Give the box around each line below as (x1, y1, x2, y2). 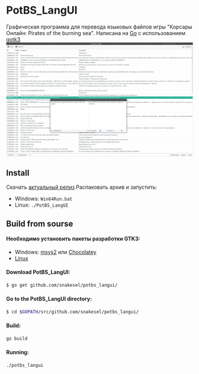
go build (6, 336, 28, 342)
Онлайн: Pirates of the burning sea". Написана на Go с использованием (6, 29, 185, 36)
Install (6, 167, 30, 178)
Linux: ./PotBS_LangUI (14, 201, 69, 208)
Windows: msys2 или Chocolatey (14, 248, 97, 255)
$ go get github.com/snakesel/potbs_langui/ (6, 283, 118, 289)
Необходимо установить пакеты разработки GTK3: (6, 235, 140, 242)
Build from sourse (6, 218, 73, 229)
